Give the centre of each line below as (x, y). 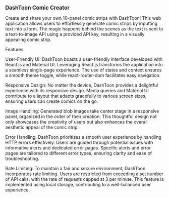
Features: (15, 49)
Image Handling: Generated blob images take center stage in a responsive (82, 111)
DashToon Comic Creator (37, 8)
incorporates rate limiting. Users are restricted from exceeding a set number (84, 174)
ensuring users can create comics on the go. (52, 101)
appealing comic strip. (29, 39)
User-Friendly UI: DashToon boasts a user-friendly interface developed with (84, 59)
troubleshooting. (22, 159)
